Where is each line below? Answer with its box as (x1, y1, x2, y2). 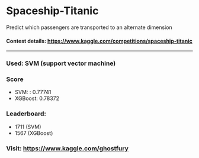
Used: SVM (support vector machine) (6, 59, 116, 67)
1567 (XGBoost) (14, 129, 53, 137)
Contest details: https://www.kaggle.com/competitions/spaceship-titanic (6, 37, 192, 44)
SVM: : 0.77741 (14, 89, 52, 96)
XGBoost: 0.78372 (14, 95, 60, 102)
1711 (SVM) (14, 123, 41, 130)
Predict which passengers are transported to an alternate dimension (6, 24, 173, 31)
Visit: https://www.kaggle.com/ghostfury (6, 144, 129, 152)
